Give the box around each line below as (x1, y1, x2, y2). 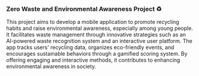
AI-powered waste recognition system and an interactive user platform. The (6, 38, 193, 45)
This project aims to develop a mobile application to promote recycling (6, 19, 179, 26)
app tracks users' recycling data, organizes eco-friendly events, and (6, 44, 174, 51)
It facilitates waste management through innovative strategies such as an (6, 31, 186, 38)
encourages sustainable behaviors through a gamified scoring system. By (6, 50, 188, 57)
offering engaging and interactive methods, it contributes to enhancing (6, 56, 180, 64)
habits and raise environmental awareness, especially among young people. (6, 25, 193, 32)
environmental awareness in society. (6, 63, 97, 70)
